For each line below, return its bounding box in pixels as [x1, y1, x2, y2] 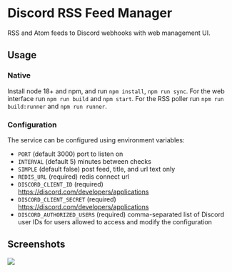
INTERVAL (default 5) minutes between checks [17, 157, 152, 165]
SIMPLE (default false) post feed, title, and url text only [17, 164, 176, 173]
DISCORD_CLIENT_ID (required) [17, 179, 104, 188]
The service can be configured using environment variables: [7, 135, 185, 144]
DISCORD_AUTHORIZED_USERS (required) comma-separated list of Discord [17, 210, 225, 219]
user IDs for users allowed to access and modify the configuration [17, 217, 213, 226]
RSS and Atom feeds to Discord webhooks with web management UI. [7, 28, 211, 37]
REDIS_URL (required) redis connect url [17, 172, 130, 181]
